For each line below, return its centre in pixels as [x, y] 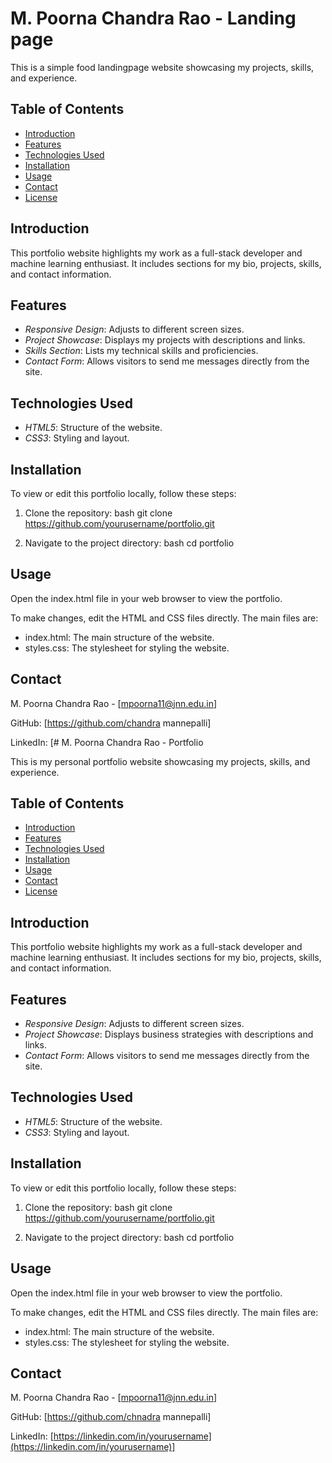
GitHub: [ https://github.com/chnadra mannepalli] [111, 1417]
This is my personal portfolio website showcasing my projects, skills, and [160, 761]
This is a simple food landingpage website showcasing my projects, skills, [162, 67]
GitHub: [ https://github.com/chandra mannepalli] [111, 723]
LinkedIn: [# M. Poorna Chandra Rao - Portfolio [107, 742]
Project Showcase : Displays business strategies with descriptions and [169, 1034]
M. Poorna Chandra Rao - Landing [153, 18]
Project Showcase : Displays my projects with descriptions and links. [165, 340]
